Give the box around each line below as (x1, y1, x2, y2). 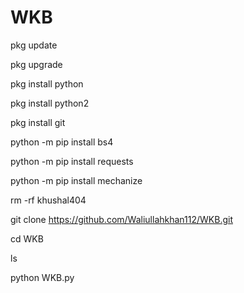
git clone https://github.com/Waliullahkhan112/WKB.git (10, 213, 233, 225)
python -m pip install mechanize (10, 174, 143, 186)
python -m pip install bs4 (10, 136, 114, 148)
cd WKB (10, 232, 44, 245)
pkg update (10, 39, 58, 51)
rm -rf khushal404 (10, 194, 87, 206)
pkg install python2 (10, 97, 90, 109)
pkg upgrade (10, 58, 63, 70)
